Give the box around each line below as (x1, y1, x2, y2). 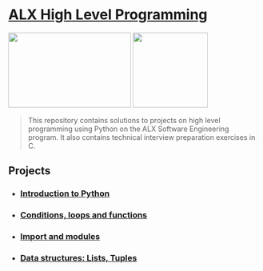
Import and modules (19, 231, 101, 242)
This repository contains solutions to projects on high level (27, 115, 221, 125)
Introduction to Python (19, 188, 110, 199)
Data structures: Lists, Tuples (19, 253, 137, 264)
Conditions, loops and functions (19, 209, 148, 221)
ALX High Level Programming (8, 6, 208, 24)
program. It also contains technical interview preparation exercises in (27, 132, 256, 141)
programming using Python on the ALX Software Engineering (27, 124, 229, 134)
